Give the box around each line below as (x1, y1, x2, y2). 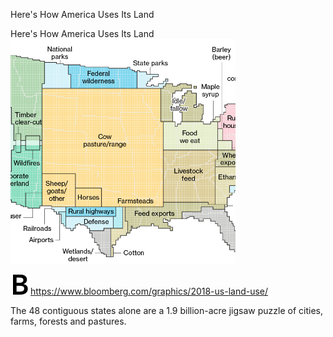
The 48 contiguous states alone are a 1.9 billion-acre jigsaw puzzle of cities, (10, 305, 323, 316)
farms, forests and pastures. (10, 315, 127, 327)
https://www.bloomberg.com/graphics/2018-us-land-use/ (30, 285, 269, 297)
